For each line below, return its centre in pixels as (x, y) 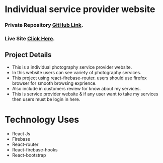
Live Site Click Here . (30, 39)
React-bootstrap (29, 155)
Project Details (28, 55)
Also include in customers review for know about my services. (76, 88)
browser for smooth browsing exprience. (54, 83)
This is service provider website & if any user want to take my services (85, 94)
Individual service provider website (80, 9)
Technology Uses (42, 120)
